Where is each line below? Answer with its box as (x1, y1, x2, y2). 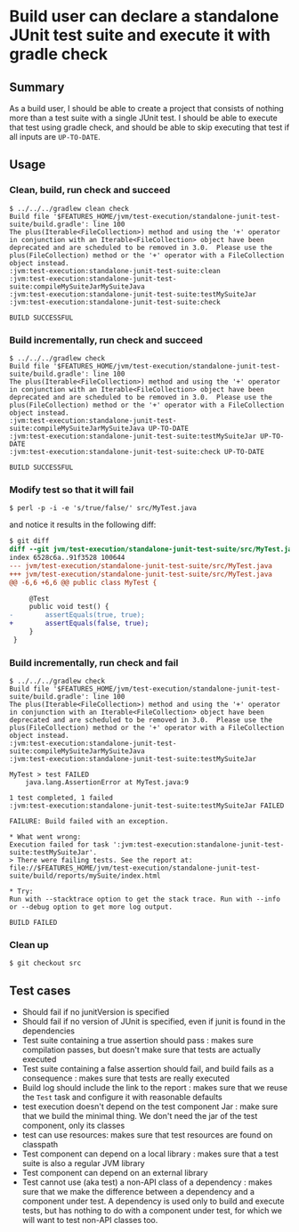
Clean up (9, 939, 49, 951)
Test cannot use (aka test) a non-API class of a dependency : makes (21, 1177, 273, 1187)
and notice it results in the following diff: (9, 519, 157, 531)
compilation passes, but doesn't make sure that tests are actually (21, 1044, 261, 1056)
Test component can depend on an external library (21, 1168, 208, 1179)
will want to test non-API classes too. (21, 1215, 158, 1226)
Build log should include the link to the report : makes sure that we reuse (21, 1082, 287, 1093)
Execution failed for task (9, 840, 109, 849)
